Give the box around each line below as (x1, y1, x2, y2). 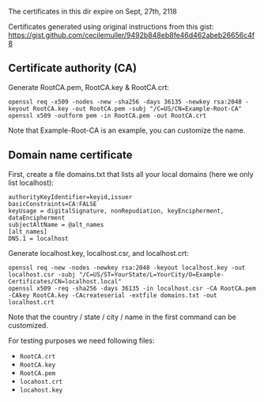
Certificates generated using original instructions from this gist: (8, 22, 214, 31)
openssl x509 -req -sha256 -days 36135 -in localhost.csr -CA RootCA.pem (8, 284, 257, 292)
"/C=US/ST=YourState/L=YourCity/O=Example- (78, 270, 224, 279)
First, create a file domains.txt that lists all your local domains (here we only (8, 169, 255, 178)
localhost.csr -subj (8, 270, 77, 279)
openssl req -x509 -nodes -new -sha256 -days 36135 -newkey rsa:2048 (8, 98, 243, 106)
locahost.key (19, 386, 63, 394)
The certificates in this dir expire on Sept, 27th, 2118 (8, 7, 178, 16)
